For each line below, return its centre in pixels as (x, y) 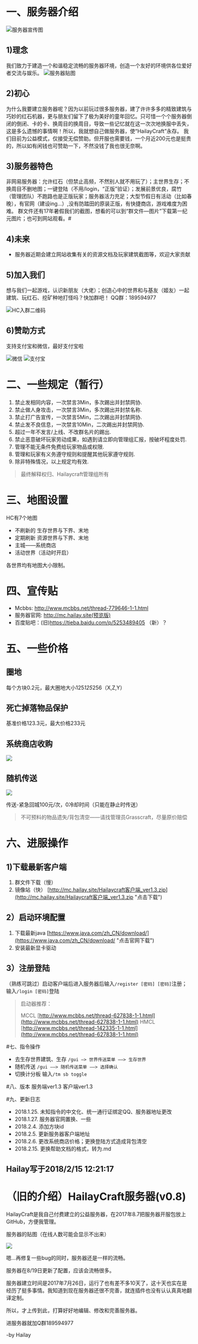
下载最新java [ (32, 933)
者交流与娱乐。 (24, 73)
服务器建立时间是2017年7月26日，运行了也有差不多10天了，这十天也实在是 (97, 1283)
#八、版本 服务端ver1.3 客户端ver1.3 (49, 1086)
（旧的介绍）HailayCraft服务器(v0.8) (96, 1197)
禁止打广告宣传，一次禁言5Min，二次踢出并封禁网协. (78, 417)
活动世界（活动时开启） (43, 552)
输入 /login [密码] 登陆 (33, 991)
